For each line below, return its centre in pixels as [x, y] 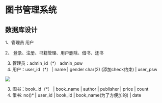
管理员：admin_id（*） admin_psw [47, 63]
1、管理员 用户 [20, 42]
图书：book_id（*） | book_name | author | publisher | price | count [80, 89]
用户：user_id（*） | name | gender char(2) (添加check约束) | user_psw [85, 69]
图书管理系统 [31, 10]
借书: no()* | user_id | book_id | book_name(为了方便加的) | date [77, 95]
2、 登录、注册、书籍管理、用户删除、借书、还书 [54, 53]
